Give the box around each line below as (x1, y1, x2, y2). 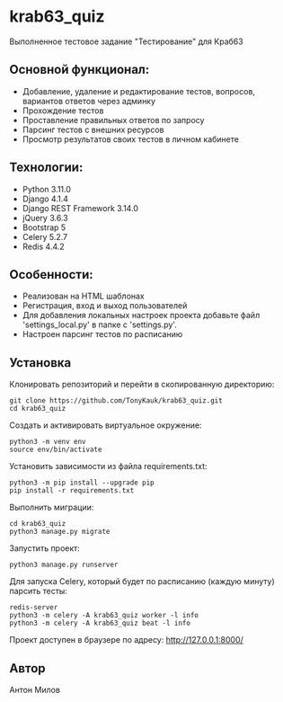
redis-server (9, 603, 58, 612)
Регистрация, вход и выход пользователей (22, 300, 188, 311)
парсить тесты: (9, 586, 67, 597)
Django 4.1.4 (22, 193, 69, 204)
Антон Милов (9, 685, 61, 695)
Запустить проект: (9, 543, 81, 554)
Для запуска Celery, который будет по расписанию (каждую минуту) (9, 576, 276, 587)
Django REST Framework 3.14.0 (22, 202, 139, 213)
